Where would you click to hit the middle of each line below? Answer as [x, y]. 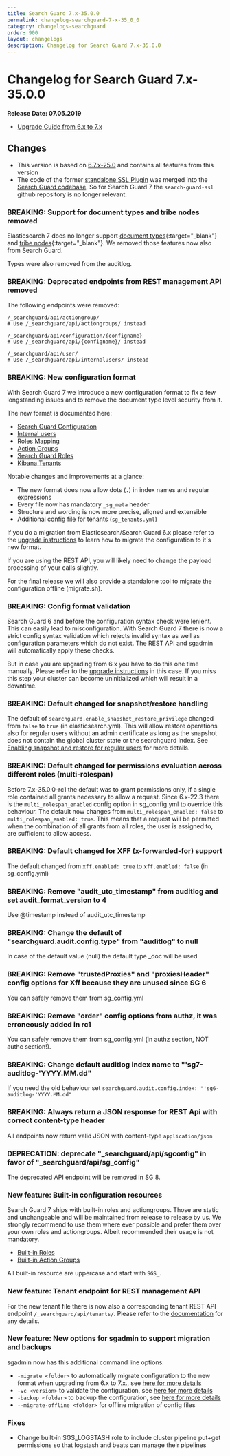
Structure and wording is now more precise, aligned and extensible [112, 511]
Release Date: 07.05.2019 [44, 113]
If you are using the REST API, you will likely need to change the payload [110, 560]
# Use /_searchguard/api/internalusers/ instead [78, 360]
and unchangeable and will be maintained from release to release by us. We [114, 1218]
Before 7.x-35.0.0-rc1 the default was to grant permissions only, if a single [112, 789]
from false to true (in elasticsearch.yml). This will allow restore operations [112, 726]
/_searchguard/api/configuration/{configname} [75, 336]
